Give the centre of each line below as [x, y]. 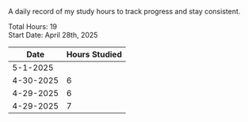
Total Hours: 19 [33, 26]
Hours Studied [94, 54]
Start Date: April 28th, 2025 [53, 35]
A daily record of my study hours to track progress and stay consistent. [124, 11]
